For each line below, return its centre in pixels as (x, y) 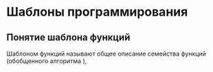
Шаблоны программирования (97, 12)
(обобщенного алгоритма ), (47, 61)
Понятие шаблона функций (68, 37)
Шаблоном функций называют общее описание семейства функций (106, 53)
